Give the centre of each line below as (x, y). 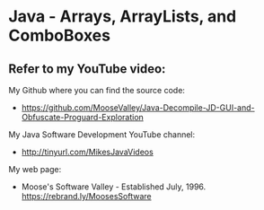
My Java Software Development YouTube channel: (102, 135)
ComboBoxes (60, 35)
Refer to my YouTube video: (87, 69)
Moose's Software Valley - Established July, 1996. (114, 187)
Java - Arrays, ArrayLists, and (123, 17)
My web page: (35, 169)
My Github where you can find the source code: (97, 90)
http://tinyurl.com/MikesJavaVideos (87, 152)
